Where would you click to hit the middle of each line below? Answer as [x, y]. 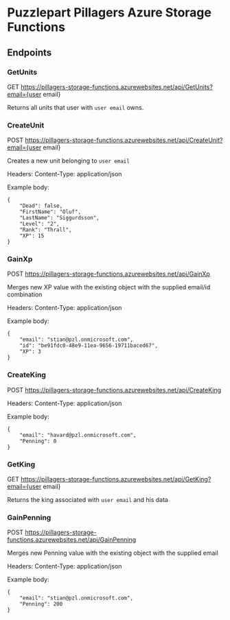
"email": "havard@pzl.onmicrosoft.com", [78, 435]
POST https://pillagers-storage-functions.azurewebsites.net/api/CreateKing [114, 390]
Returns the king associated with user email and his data [88, 500]
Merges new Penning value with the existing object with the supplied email [113, 553]
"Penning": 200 [41, 604]
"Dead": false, [41, 206]
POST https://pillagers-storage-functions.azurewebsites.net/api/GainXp [109, 274]
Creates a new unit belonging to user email [69, 161]
